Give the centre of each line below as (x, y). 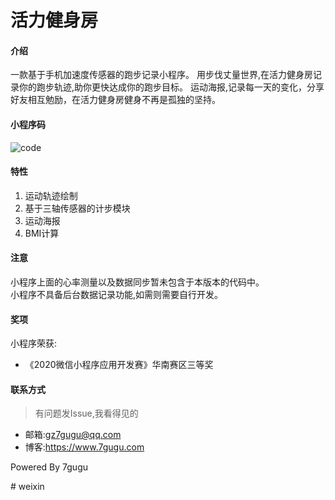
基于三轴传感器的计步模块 (77, 208)
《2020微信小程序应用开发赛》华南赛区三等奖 (119, 365)
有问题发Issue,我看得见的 (86, 413)
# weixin (27, 487)
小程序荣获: (34, 343)
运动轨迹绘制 (51, 195)
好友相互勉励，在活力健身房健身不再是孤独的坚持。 (115, 100)
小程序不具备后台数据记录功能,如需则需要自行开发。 (117, 294)
